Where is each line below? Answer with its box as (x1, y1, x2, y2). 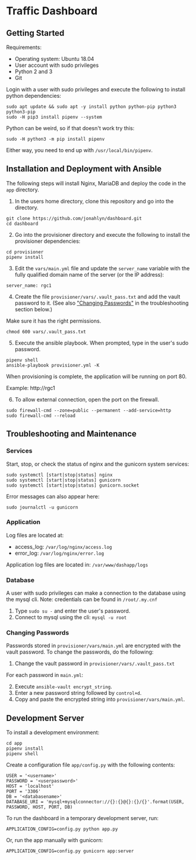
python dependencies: (6, 92, 61, 99)
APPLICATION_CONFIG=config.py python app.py (6, 826, 118, 833)
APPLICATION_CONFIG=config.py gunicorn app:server (6, 848, 134, 854)
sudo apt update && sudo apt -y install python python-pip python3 (6, 104, 177, 110)
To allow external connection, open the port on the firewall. (14, 395, 159, 403)
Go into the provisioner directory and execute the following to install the (14, 231, 190, 238)
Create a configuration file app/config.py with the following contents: (6, 762, 175, 769)
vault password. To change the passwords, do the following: (6, 648, 154, 655)
